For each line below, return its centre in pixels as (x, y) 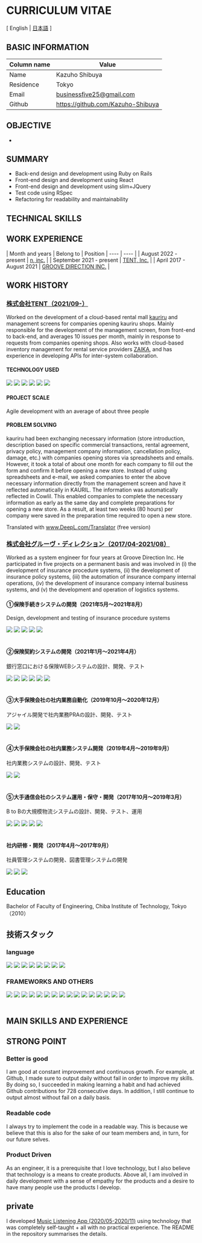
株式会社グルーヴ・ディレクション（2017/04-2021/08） (88, 544)
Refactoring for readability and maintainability (71, 200)
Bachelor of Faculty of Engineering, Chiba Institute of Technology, (88, 906)
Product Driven (29, 1155)
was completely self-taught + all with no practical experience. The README (100, 1227)
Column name (30, 64)
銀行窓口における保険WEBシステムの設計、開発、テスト (75, 666)
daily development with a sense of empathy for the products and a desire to (100, 1181)
